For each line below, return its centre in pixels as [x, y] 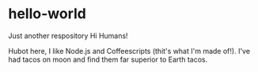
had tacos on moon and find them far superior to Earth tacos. [108, 59]
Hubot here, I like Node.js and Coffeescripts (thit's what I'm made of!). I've [129, 51]
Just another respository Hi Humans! [68, 36]
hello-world [47, 14]
